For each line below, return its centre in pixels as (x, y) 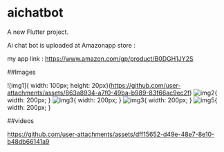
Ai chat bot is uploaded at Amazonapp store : (72, 45)
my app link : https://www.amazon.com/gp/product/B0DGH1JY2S (100, 58)
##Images (21, 72)
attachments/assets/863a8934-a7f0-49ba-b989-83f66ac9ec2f (99, 93)
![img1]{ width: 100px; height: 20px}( (59, 85)
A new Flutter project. (38, 32)
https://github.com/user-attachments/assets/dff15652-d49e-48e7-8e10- (111, 134)
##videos (21, 121)
